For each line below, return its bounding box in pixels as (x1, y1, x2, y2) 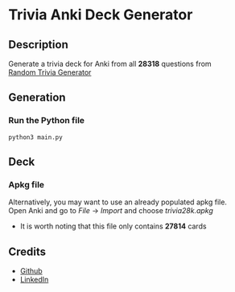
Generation (8, 91, 66, 105)
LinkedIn (19, 275, 49, 285)
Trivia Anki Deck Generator (8, 6, 193, 24)
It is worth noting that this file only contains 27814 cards (19, 221, 207, 231)
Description (8, 38, 68, 51)
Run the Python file (8, 115, 85, 126)
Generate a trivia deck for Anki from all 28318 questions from (8, 59, 212, 68)
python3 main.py (8, 133, 63, 142)
